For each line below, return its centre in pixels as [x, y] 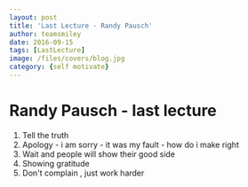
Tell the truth [45, 135]
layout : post [33, 17]
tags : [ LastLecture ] [48, 51]
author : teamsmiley [45, 34]
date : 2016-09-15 [41, 42]
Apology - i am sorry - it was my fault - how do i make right [131, 144]
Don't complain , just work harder [83, 173]
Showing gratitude [56, 163]
